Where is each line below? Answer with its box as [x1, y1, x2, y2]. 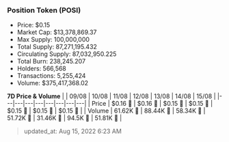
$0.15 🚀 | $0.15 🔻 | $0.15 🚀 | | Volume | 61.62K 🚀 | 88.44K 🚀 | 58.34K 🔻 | [7, 106, 206, 115]
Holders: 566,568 [16, 64, 67, 73]
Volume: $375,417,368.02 [16, 79, 89, 87]
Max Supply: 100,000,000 [16, 35, 90, 44]
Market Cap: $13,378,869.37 [16, 28, 97, 36]
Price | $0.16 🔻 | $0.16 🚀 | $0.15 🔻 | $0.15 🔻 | [91, 100, 213, 108]
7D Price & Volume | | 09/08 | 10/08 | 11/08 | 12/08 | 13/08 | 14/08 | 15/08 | [7, 92, 217, 100]
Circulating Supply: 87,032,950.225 [16, 50, 117, 58]
